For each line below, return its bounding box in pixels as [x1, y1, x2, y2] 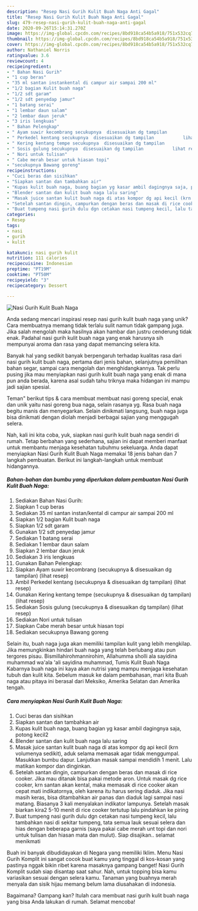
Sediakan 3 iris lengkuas [15, 553, 75, 561]
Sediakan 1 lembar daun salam [15, 541, 89, 548]
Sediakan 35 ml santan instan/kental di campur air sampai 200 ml [15, 510, 174, 517]
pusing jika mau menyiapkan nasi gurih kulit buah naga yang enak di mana [6, 371, 187, 378]
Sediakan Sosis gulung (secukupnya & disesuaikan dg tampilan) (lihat [15, 604, 184, 611]
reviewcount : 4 [6, 58, 44, 64]
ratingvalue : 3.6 [6, 53, 49, 58]
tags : [6, 222, 20, 228]
